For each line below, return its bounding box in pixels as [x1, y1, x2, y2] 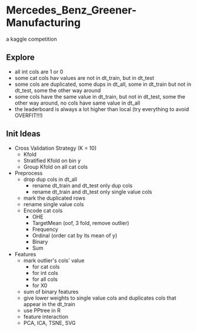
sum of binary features [23, 288, 79, 295]
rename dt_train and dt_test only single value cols [32, 188, 152, 195]
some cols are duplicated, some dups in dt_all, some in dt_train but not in [14, 81, 192, 88]
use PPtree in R [23, 307, 61, 314]
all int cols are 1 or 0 [14, 68, 64, 75]
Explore [6, 52, 35, 62]
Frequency [32, 226, 59, 233]
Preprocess [14, 169, 43, 176]
